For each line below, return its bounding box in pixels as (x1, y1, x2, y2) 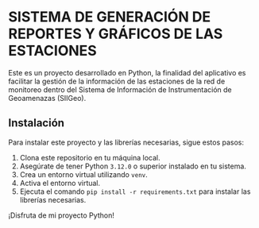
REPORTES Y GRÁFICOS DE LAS (8, 25, 223, 43)
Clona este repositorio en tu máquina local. (19, 153, 160, 162)
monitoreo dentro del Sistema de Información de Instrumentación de (8, 84, 232, 95)
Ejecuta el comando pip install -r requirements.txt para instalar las (19, 187, 251, 196)
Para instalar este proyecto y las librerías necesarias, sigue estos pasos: (8, 137, 245, 147)
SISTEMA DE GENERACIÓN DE (8, 8, 211, 26)
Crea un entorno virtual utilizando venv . (19, 169, 149, 179)
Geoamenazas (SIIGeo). (8, 93, 87, 102)
